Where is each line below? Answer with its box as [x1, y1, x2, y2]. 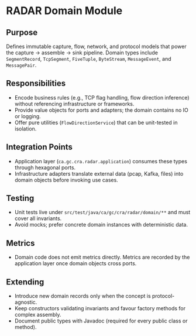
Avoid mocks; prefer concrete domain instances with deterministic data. [14, 221, 188, 228]
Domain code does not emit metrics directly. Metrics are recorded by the [14, 253, 190, 261]
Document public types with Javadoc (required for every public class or [14, 317, 188, 324]
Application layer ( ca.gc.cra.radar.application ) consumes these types [14, 157, 187, 164]
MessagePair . [6, 61, 37, 68]
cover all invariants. [14, 215, 62, 222]
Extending [6, 277, 44, 287]
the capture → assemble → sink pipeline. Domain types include [6, 49, 158, 56]
